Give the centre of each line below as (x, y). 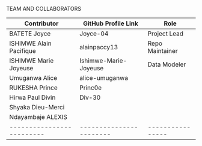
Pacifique (23, 51)
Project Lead (166, 34)
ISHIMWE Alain (31, 43)
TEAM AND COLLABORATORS (44, 9)
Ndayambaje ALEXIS (38, 117)
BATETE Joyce (30, 34)
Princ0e (91, 88)
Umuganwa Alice (33, 78)
